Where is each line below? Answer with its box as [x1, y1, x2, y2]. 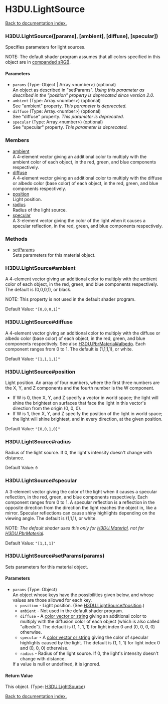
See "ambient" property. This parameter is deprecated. [12, 103, 127, 109]
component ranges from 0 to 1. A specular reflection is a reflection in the [5, 499, 155, 505]
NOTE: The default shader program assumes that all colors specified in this [5, 54, 160, 60]
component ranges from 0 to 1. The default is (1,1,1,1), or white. [5, 346, 133, 352]
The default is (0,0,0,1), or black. [5, 287, 72, 293]
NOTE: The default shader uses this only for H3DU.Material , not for [5, 525, 144, 531]
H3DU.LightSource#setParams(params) [5, 553, 105, 560]
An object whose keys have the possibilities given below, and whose [12, 592, 154, 598]
